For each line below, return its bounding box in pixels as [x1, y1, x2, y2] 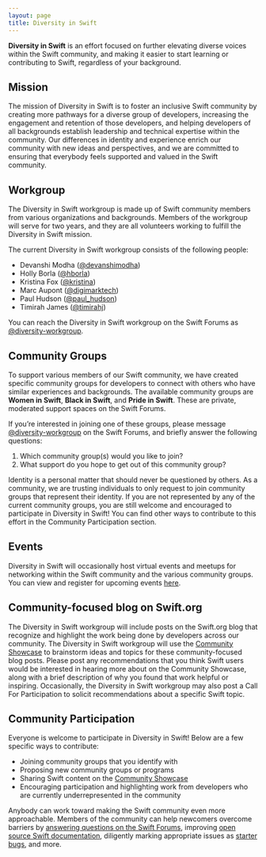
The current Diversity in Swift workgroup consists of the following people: [8, 245, 249, 254]
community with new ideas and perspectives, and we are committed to [8, 143, 239, 153]
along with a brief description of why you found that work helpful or [8, 672, 229, 682]
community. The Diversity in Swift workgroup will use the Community [8, 638, 234, 648]
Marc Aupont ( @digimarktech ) [19, 286, 119, 295]
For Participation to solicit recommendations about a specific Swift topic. [8, 689, 245, 699]
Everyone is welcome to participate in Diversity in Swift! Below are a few [8, 733, 244, 743]
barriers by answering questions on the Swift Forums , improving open [8, 823, 236, 832]
